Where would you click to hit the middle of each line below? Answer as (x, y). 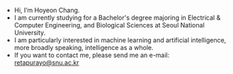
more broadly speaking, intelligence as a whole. (84, 48)
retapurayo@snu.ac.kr (46, 62)
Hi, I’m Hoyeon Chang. (47, 10)
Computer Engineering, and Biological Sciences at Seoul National (109, 25)
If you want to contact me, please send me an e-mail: (92, 55)
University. (30, 32)
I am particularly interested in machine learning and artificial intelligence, (120, 40)
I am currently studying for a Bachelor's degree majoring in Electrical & (117, 18)
